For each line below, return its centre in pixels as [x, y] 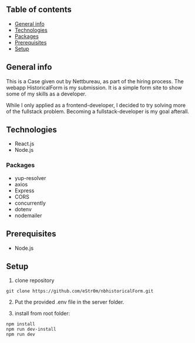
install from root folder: [42, 314]
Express [24, 191]
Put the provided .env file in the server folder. [69, 302]
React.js [24, 144]
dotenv [23, 209]
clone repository [34, 280]
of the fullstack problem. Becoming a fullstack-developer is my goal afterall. [98, 111]
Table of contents [39, 10]
